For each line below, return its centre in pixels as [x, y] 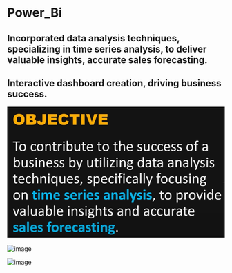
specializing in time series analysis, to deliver [107, 49]
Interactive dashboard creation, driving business [114, 83]
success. [27, 94]
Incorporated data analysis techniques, [94, 38]
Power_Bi [35, 13]
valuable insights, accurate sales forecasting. [108, 60]
